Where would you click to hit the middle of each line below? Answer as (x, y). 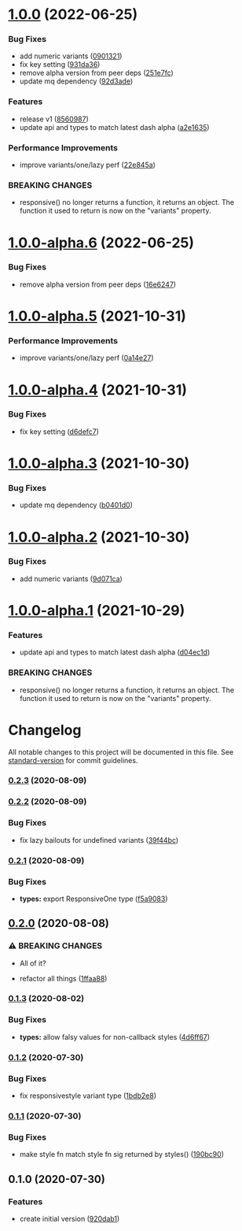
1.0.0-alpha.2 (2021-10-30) (99, 537)
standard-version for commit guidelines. (73, 760)
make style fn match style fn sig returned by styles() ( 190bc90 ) (121, 1155)
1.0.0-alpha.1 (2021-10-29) (97, 610)
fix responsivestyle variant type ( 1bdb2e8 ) (88, 1096)
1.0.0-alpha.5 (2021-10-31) (97, 316)
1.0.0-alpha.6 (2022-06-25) (101, 243)
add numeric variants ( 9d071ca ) (71, 578)
